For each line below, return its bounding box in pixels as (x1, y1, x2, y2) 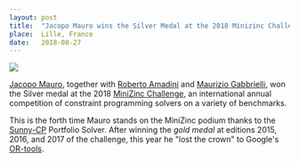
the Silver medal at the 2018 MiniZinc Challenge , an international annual (9, 88, 272, 99)
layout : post (9, 12, 58, 22)
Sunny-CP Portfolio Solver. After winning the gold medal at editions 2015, (9, 125, 278, 135)
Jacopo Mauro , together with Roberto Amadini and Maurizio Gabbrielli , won (9, 79, 287, 90)
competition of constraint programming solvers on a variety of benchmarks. (9, 98, 287, 109)
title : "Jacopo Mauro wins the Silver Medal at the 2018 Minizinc (9, 21, 265, 30)
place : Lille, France (9, 29, 93, 38)
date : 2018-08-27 (9, 37, 82, 47)
